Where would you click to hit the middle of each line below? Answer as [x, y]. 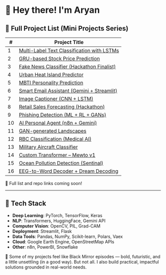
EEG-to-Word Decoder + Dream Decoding [69, 171]
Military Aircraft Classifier [48, 147]
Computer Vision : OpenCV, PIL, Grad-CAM [56, 226]
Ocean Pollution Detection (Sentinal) [61, 163]
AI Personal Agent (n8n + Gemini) [58, 123]
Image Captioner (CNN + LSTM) [56, 99]
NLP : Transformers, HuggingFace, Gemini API [59, 221]
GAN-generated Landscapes [53, 131]
